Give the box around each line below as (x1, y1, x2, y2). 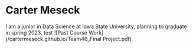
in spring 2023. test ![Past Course (5, 29, 88, 36)
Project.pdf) (102, 35, 132, 42)
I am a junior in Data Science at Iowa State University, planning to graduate (5, 23, 187, 30)
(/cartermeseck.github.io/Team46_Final (5, 35, 102, 42)
